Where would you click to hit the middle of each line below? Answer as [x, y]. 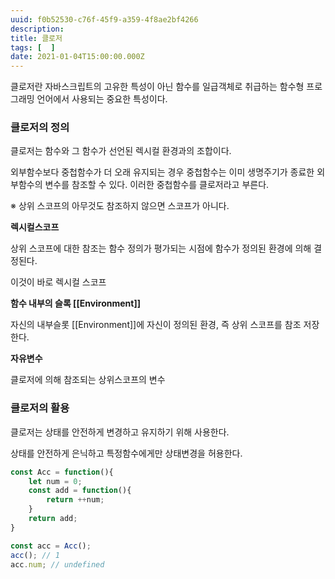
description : [37, 29]
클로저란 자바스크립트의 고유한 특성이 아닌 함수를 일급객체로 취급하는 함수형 [157, 87]
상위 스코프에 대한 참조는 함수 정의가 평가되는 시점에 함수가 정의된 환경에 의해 [161, 248]
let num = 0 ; [55, 481]
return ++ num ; [75, 500]
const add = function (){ [80, 491]
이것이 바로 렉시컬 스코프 [58, 282]
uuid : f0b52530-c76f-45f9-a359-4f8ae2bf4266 [104, 19]
